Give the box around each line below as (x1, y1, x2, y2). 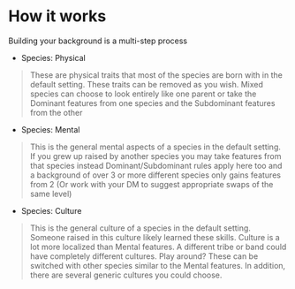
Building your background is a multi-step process (8, 35, 187, 46)
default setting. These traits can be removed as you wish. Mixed (29, 79, 264, 89)
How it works (8, 6, 107, 27)
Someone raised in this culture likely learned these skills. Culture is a (29, 232, 280, 242)
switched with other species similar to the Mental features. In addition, (29, 260, 286, 270)
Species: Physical (20, 52, 86, 63)
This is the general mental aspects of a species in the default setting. (29, 141, 282, 152)
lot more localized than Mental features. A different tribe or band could (29, 241, 287, 252)
